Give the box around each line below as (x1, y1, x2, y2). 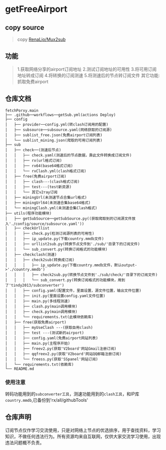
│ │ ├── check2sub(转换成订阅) (5, 257, 75, 262)
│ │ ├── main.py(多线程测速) (5, 299, 70, 303)
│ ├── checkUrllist (5, 225, 50, 230)
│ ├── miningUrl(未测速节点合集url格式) (5, 195, 87, 200)
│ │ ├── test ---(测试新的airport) (5, 330, 84, 335)
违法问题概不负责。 (5, 440, 44, 446)
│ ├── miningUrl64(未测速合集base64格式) (5, 200, 91, 205)
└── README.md (5, 366, 35, 371)
